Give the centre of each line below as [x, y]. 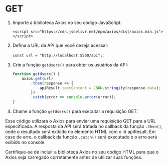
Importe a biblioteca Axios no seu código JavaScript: [67, 22]
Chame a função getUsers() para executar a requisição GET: [75, 111]
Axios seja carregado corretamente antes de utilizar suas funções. [74, 157]
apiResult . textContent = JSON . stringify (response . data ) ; [100, 88]
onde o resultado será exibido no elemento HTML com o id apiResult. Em [80, 132]
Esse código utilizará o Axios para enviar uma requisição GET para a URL [81, 121]
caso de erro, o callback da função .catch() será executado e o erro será [81, 137]
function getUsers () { [36, 74]
